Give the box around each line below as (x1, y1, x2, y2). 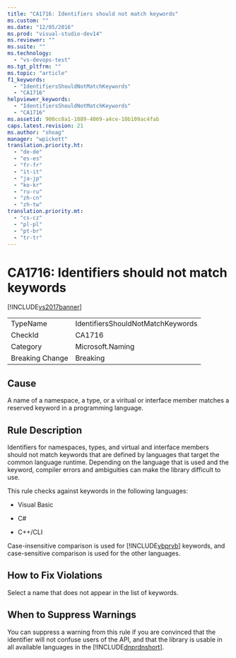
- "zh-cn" (13, 195, 42, 202)
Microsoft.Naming (75, 342, 135, 352)
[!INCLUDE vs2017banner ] (7, 303, 83, 311)
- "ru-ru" (13, 188, 42, 195)
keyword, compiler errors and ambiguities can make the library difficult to (7, 465, 221, 474)
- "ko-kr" (13, 181, 42, 188)
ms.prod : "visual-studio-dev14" (7, 30, 102, 37)
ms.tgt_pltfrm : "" (7, 63, 61, 70)
